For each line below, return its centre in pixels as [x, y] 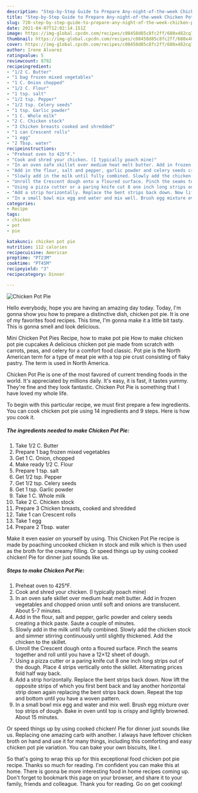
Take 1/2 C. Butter [37, 445]
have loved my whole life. [37, 393]
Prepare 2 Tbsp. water [42, 527]
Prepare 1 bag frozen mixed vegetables [63, 452]
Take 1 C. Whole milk [40, 495]
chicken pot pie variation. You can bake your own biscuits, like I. [84, 747]
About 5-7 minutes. [38, 610]
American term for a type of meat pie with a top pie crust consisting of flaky [98, 357]
